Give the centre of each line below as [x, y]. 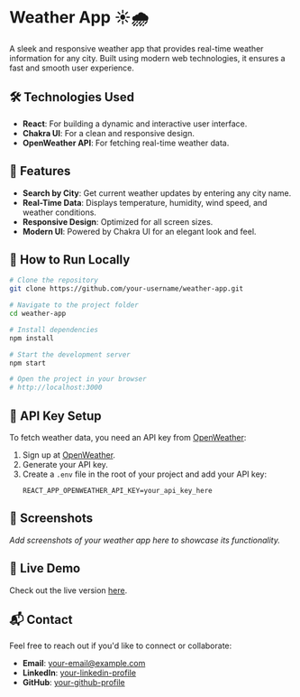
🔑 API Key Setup [55, 416]
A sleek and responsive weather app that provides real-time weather [136, 48]
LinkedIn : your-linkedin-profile [79, 673]
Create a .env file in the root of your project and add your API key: [145, 474]
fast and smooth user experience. [72, 68]
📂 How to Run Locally [70, 260]
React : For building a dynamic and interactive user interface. [135, 124]
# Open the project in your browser [78, 379]
